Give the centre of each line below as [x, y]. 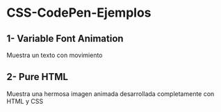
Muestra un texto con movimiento [55, 55]
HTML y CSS [25, 101]
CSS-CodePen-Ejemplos [79, 13]
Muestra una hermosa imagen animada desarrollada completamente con [110, 94]
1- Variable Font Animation [65, 39]
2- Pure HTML [38, 77]
